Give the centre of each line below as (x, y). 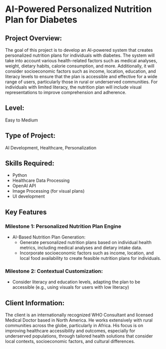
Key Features (26, 212)
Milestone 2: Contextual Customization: (54, 271)
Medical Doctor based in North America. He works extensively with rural (79, 320)
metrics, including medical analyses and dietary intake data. (81, 248)
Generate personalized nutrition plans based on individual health (86, 242)
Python (20, 175)
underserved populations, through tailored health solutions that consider (79, 336)
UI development (28, 196)
